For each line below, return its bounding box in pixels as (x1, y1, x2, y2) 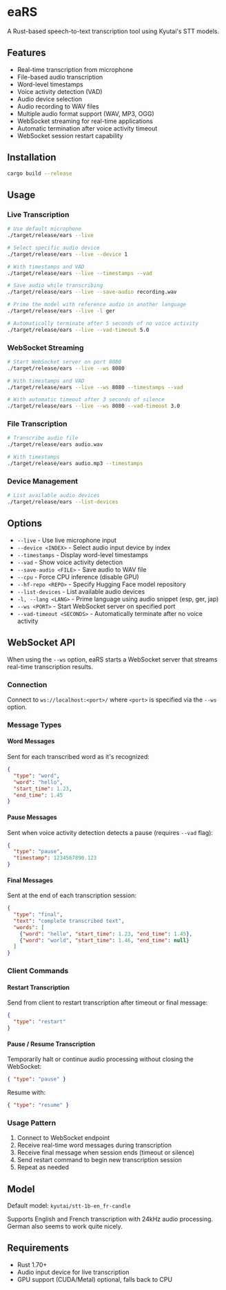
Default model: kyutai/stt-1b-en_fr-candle (7, 1202, 131, 1210)
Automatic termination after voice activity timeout (17, 124, 158, 132)
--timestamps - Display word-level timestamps (17, 550, 148, 559)
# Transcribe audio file (7, 435, 79, 442)
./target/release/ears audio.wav (7, 441, 103, 448)
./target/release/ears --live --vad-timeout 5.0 (7, 326, 150, 333)
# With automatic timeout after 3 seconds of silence (7, 396, 165, 403)
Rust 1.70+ (17, 1260, 48, 1269)
